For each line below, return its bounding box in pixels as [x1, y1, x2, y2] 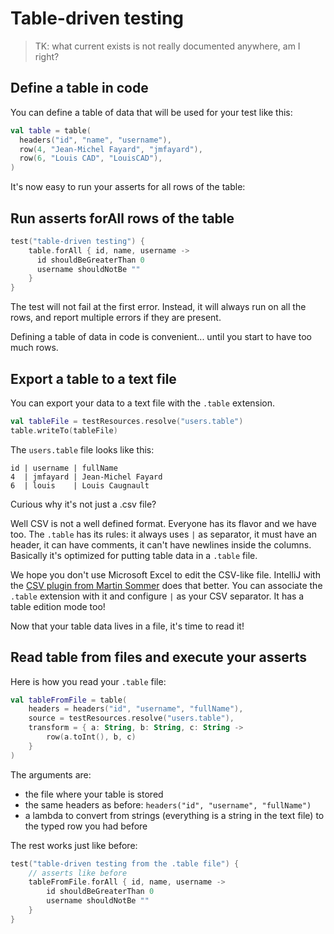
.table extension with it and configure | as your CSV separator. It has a [10, 590, 305, 602]
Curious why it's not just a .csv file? [10, 498, 157, 510]
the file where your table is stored [24, 788, 164, 800]
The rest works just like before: [10, 839, 138, 851]
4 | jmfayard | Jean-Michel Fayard [10, 472, 163, 482]
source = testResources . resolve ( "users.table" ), [28, 713, 235, 724]
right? [34, 50, 60, 62]
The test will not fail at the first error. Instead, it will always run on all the [10, 301, 307, 313]
